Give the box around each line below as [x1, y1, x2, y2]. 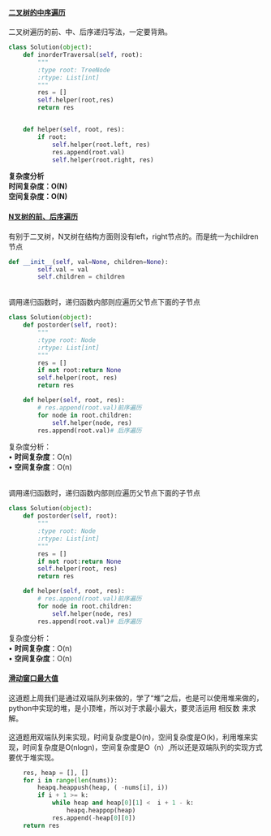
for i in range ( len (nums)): [23, 776, 118, 784]
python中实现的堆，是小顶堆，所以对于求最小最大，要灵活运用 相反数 [8, 703, 240, 713]
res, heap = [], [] [23, 769, 89, 777]
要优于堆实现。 [8, 752, 58, 762]
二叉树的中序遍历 [8, 7, 66, 17]
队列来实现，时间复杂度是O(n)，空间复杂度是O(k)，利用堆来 [50, 732, 252, 742]
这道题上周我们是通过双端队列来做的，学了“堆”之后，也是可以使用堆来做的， [8, 693, 264, 703]
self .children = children [37, 273, 126, 281]
